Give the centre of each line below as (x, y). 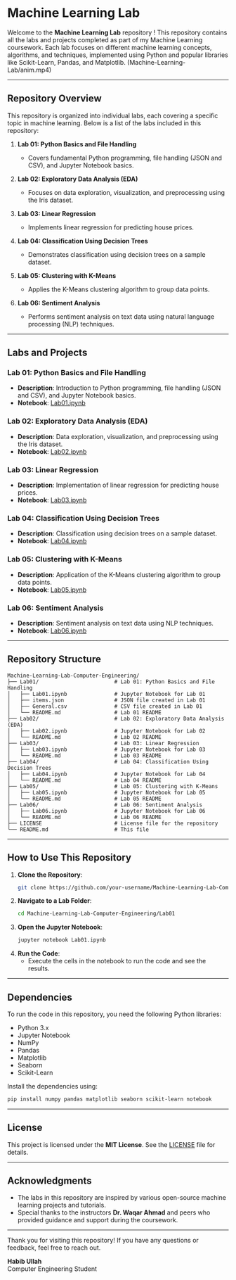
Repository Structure (54, 659)
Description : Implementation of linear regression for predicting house (118, 485)
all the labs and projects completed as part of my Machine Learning (105, 39)
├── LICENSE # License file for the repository (113, 823)
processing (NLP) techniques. (71, 324)
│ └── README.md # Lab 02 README (84, 737)
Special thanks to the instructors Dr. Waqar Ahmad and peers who (114, 1212)
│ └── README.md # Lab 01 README (84, 712)
